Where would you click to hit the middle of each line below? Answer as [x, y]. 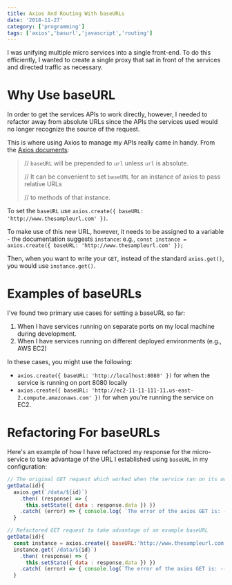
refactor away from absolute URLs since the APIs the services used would [113, 122]
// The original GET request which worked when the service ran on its [112, 479]
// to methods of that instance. [67, 197]
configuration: [27, 467]
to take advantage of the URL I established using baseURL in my [119, 459]
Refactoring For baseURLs [84, 433]
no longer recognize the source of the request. [74, 129]
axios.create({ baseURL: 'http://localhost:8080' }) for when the [114, 375]
